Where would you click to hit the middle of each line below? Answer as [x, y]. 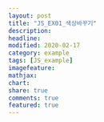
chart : [19, 83]
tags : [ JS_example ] [41, 61]
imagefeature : [32, 68]
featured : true [34, 105]
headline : [25, 38]
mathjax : [23, 75]
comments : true [34, 98]
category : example [39, 53]
